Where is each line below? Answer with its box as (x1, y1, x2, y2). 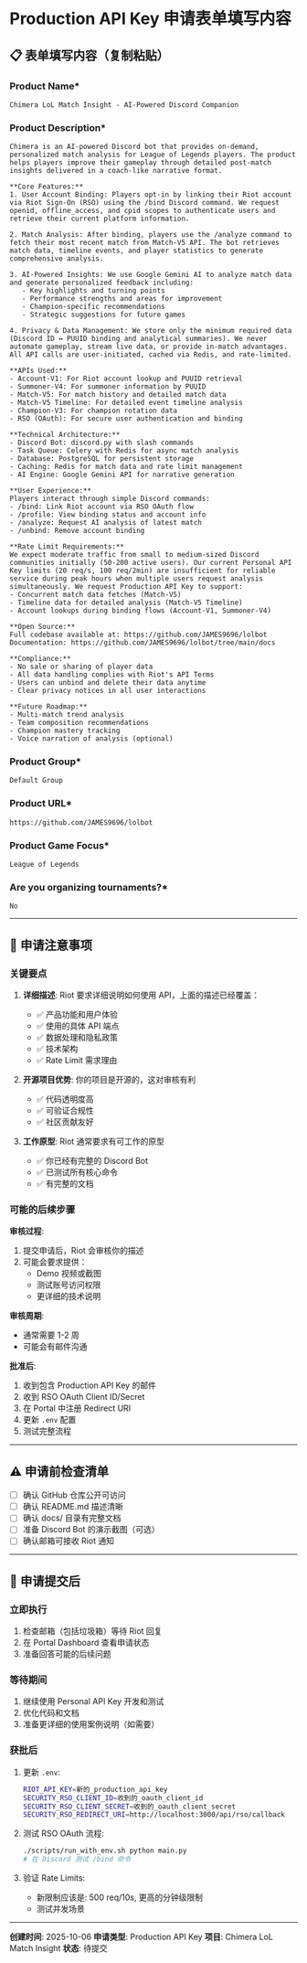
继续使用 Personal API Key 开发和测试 (22, 1696, 164, 1707)
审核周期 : (9, 1310, 45, 1321)
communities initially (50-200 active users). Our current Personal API (9, 559, 292, 568)
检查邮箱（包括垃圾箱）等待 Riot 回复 (22, 1626, 163, 1637)
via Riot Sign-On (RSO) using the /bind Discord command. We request (9, 198, 281, 208)
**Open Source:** (9, 623, 76, 632)
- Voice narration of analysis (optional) (9, 734, 174, 743)
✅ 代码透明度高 (36, 1094, 94, 1104)
